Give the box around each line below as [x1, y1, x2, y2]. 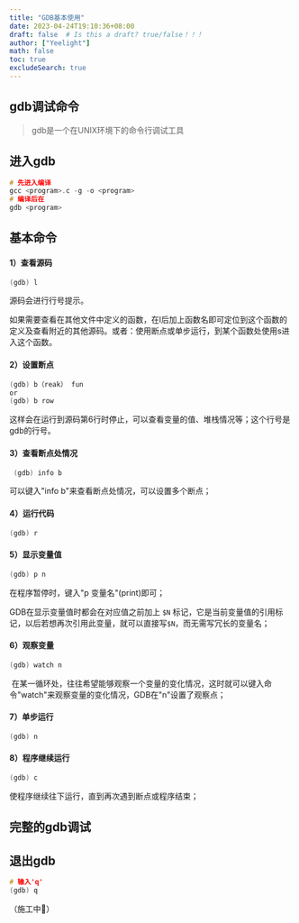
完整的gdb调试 [9, 819, 92, 835]
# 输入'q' [9, 877, 43, 886]
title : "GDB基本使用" [9, 13, 86, 23]
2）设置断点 [9, 360, 54, 370]
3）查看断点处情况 [9, 447, 78, 458]
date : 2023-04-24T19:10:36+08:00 [9, 22, 135, 31]
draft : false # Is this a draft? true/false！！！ [9, 30, 204, 39]
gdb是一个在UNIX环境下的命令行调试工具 [31, 124, 185, 135]
